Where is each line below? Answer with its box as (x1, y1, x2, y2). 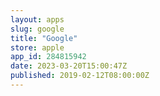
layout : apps (10, 14, 65, 25)
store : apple (10, 42, 65, 53)
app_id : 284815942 (10, 52, 87, 62)
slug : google (10, 24, 65, 34)
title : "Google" (10, 33, 78, 43)
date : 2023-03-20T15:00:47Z (10, 61, 128, 71)
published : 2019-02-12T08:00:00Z (10, 71, 150, 81)
